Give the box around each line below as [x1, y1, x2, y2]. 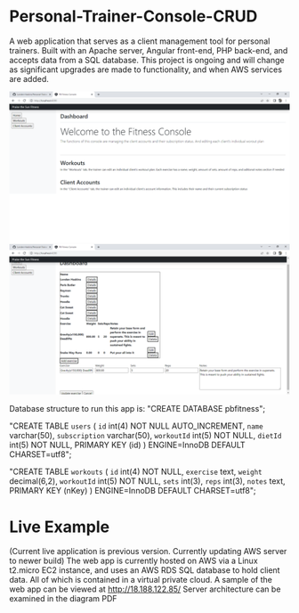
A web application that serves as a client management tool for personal [9, 36, 271, 46]
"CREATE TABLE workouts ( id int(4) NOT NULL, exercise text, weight [9, 466, 263, 478]
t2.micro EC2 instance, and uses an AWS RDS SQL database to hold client [9, 565, 280, 576]
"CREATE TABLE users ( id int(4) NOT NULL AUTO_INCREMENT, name [9, 421, 264, 431]
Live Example [9, 517, 109, 536]
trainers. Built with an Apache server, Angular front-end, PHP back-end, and [9, 45, 288, 55]
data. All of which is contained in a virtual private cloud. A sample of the [9, 575, 273, 585]
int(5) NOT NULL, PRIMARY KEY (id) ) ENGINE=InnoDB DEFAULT [9, 439, 246, 451]
